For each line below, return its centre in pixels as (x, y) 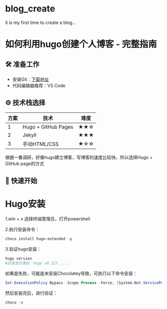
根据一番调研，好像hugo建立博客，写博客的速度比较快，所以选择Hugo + (79, 157)
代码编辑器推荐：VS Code (39, 85)
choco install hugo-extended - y (39, 239)
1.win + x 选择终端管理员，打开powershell (48, 219)
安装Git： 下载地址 (31, 79)
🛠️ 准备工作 (22, 64)
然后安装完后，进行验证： (31, 293)
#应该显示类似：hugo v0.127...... (38, 263)
